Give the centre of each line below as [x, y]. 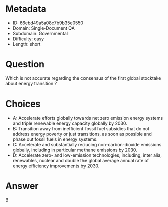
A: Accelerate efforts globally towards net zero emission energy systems [88, 118]
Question [25, 65]
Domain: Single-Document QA [44, 28]
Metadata [26, 9]
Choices [23, 104]
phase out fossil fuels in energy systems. [55, 139]
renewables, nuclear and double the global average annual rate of [81, 160]
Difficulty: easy [28, 39]
